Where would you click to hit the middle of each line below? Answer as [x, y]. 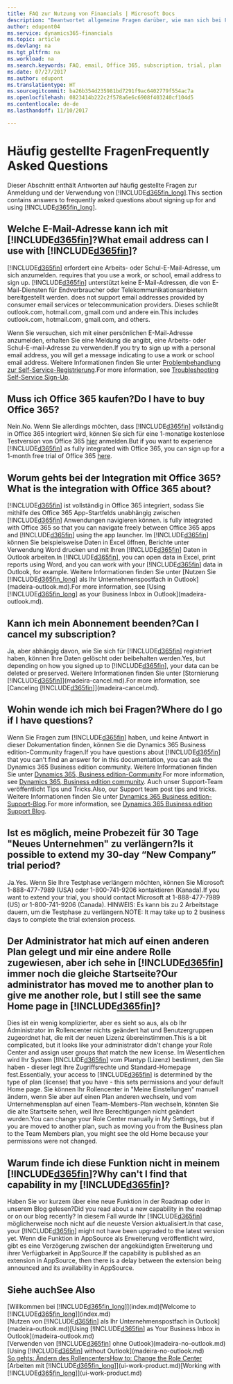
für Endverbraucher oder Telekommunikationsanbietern [128, 290]
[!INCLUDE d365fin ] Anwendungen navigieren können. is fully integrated [110, 520]
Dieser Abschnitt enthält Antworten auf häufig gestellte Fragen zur [102, 185]
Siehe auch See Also [51, 1290]
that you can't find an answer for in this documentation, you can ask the [110, 759]
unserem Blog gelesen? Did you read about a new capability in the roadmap [114, 1209]
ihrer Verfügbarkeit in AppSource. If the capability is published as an [104, 1253]
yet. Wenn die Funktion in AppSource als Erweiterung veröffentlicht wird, [111, 1239]
